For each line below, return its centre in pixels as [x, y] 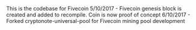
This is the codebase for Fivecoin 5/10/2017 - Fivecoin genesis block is [94, 9]
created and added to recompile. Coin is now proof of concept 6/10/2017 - [98, 15]
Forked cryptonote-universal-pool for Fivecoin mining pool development [96, 21]
